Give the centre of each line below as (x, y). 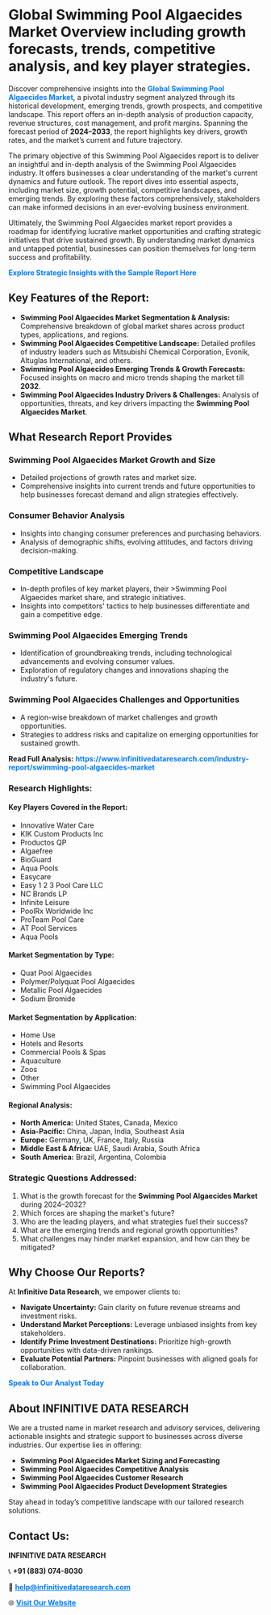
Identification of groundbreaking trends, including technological (126, 653)
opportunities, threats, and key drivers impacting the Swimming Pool (135, 403)
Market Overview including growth (127, 32)
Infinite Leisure (45, 902)
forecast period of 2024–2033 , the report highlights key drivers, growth (128, 131)
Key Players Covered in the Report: (68, 807)
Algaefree (36, 851)
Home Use (38, 1035)
